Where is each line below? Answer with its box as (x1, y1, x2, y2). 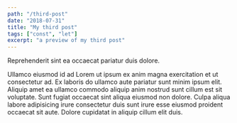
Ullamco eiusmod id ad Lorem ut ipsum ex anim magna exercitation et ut (7, 70, 219, 79)
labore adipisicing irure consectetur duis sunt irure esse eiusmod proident (7, 100, 224, 109)
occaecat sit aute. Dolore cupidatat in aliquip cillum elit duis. (7, 108, 183, 117)
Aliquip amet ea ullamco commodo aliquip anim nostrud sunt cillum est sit (7, 85, 223, 94)
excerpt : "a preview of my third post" (7, 37, 126, 44)
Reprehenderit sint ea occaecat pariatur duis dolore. (7, 56, 160, 65)
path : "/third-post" (7, 10, 69, 18)
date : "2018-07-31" (7, 17, 65, 24)
